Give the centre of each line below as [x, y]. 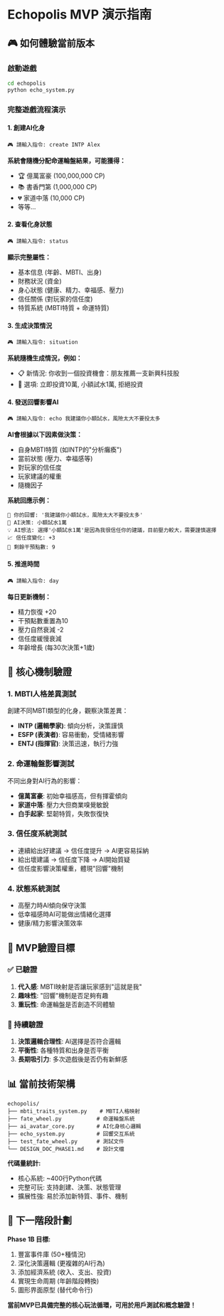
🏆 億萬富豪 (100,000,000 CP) [61, 176]
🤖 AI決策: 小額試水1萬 [37, 523]
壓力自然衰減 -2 [41, 630]
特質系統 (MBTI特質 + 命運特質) [63, 307]
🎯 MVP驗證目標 [41, 948]
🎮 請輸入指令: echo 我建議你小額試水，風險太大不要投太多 [84, 419]
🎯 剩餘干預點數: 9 [31, 547]
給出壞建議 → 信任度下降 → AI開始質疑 [74, 859]
